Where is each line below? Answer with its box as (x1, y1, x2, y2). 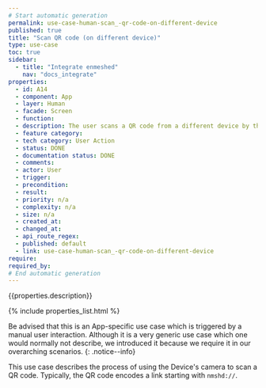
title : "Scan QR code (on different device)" (8, 33, 161, 42)
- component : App (15, 93, 73, 101)
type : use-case (8, 41, 59, 49)
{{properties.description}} (8, 291, 93, 301)
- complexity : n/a (15, 203, 77, 211)
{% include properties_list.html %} (8, 306, 120, 316)
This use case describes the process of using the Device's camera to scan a (8, 362, 257, 372)
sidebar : (8, 56, 37, 64)
